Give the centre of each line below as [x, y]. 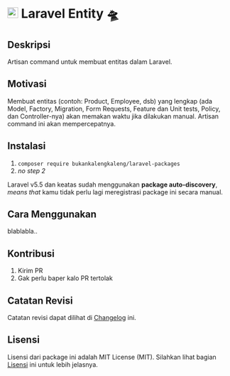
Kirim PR [30, 271]
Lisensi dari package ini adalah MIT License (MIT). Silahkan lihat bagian [112, 357]
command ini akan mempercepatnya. [61, 123]
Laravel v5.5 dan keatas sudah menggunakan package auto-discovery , [113, 184]
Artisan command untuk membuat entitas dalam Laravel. [90, 62]
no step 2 [32, 170]
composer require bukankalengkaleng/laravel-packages [99, 164]
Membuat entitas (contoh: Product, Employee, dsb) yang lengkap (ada [110, 101]
